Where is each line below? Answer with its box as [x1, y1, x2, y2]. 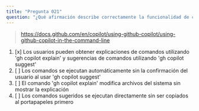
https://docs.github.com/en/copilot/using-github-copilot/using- [20, 30, 176, 37]
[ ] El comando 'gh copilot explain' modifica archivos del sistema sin [14, 79, 181, 86]
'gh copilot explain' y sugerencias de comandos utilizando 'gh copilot [14, 54, 184, 61]
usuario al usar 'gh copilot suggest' [14, 73, 101, 80]
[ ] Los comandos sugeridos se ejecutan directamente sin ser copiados [14, 92, 188, 99]
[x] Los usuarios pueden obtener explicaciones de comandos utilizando [14, 48, 190, 55]
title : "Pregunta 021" [6, 8, 62, 15]
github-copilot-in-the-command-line [20, 37, 110, 44]
